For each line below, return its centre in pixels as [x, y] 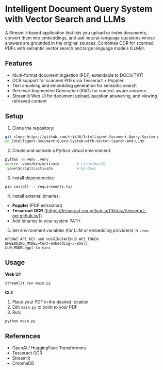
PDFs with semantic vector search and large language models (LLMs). [75, 48]
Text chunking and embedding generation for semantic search [74, 85]
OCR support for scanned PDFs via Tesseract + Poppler [68, 80]
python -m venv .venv [27, 160]
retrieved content [29, 101]
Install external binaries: [36, 196]
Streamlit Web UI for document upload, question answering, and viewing [85, 96]
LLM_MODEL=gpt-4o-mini [28, 248]
